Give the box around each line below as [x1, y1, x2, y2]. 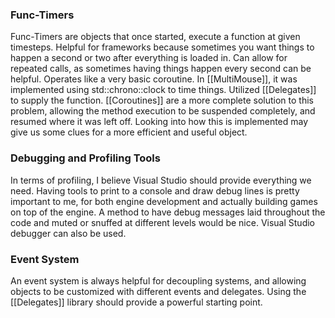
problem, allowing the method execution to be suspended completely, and [10, 105, 316, 117]
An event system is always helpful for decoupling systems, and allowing [10, 274, 307, 287]
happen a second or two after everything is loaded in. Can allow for [10, 52, 288, 64]
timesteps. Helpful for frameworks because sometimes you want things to [10, 41, 315, 53]
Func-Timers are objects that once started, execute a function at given [10, 31, 301, 43]
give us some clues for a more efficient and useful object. [10, 126, 248, 138]
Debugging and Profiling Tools [10, 151, 161, 165]
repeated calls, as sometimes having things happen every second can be [10, 63, 312, 75]
